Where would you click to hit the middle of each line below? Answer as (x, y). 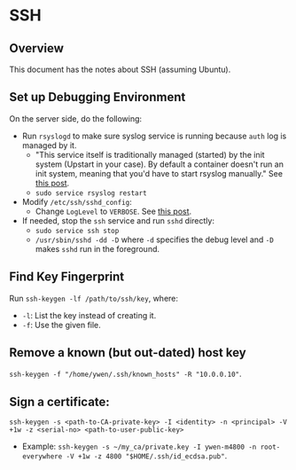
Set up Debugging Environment (97, 97)
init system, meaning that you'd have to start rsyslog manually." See (159, 173)
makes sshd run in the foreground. (97, 248)
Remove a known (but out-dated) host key (128, 352)
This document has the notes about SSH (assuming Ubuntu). (120, 69)
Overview (37, 48)
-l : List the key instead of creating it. (89, 315)
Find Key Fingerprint (67, 277)
